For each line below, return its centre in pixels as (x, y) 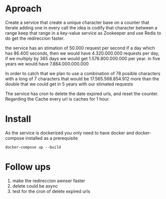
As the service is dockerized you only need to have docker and (70, 133)
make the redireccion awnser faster (49, 181)
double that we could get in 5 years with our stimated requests (69, 84)
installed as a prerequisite (52, 138)
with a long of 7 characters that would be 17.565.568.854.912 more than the (82, 79)
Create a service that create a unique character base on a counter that (77, 22)
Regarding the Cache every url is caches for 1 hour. (58, 99)
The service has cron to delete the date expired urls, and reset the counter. (82, 94)
